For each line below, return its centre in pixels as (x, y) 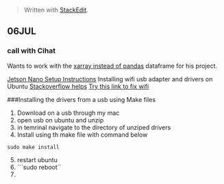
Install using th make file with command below (82, 134)
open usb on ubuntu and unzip (60, 120)
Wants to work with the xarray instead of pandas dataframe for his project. (112, 66)
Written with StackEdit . (56, 10)
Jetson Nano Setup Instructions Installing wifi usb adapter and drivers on (110, 79)
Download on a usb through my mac (68, 113)
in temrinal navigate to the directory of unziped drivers (94, 127)
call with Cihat (32, 51)
